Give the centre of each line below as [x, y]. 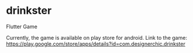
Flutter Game [22, 26]
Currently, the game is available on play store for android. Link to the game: [96, 37]
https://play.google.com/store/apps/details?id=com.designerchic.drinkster [96, 44]
